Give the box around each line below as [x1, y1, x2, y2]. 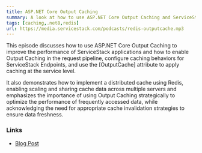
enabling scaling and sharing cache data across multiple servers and [6, 85, 177, 93]
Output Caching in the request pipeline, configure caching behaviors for [6, 55, 185, 62]
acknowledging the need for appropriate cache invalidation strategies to [6, 104, 185, 112]
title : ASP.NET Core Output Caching [6, 8, 98, 15]
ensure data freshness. [6, 111, 64, 118]
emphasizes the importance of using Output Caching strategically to [6, 92, 176, 99]
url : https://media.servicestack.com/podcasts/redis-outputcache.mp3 [6, 25, 185, 32]
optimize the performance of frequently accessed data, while [6, 98, 158, 106]
